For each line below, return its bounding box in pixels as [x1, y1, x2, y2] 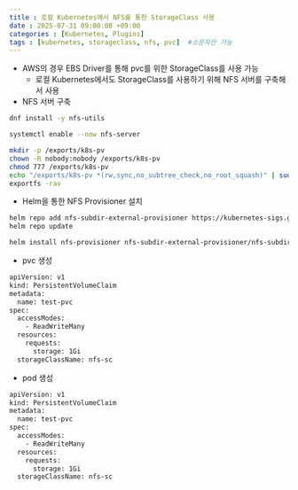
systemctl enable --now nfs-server [9, 130, 141, 139]
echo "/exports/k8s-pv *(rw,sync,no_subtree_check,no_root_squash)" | [9, 170, 276, 180]
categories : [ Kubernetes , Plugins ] [9, 29, 145, 38]
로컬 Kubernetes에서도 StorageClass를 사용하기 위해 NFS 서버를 [35, 74, 263, 85]
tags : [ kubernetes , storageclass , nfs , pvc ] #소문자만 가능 [9, 37, 233, 47]
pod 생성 [21, 372, 54, 383]
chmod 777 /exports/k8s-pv [9, 162, 109, 171]
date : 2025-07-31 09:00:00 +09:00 [9, 21, 141, 30]
